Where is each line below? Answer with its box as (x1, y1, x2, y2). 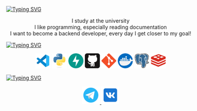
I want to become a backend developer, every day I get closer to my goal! (10, 30, 192, 37)
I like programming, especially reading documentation (34, 24, 167, 30)
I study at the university (71, 17, 130, 24)
